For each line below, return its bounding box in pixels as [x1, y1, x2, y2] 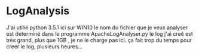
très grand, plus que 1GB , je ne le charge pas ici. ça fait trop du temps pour [6, 36, 192, 43]
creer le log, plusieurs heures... [6, 43, 82, 50]
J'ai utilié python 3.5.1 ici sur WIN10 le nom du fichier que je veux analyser [6, 24, 188, 31]
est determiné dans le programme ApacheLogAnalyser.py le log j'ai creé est [6, 30, 193, 37]
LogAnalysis [6, 4, 70, 18]
